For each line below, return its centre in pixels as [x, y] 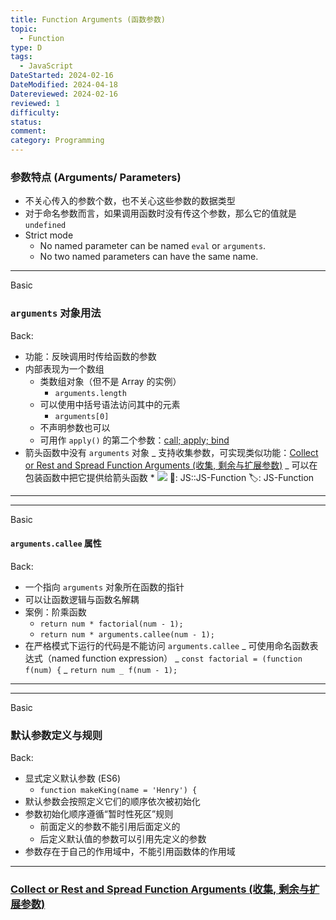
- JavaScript [46, 66]
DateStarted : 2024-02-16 [62, 76]
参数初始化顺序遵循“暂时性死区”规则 [99, 814]
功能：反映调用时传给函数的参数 [90, 356]
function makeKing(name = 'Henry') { [118, 791]
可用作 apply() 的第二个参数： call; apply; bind [134, 440]
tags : [21, 57]
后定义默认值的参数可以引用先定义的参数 [123, 839]
